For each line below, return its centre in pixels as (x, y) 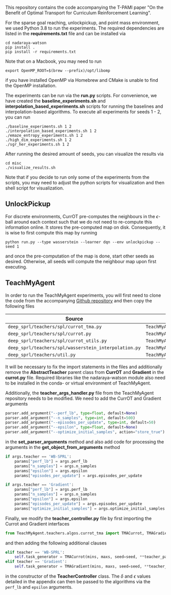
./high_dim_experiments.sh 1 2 (38, 140)
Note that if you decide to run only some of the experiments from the (77, 177)
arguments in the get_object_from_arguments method (63, 447)
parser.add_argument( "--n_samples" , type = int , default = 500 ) (70, 418)
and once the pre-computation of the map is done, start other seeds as (80, 256)
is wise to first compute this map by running (51, 232)
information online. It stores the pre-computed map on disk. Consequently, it (85, 227)
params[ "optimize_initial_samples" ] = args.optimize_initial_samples (90, 508)
